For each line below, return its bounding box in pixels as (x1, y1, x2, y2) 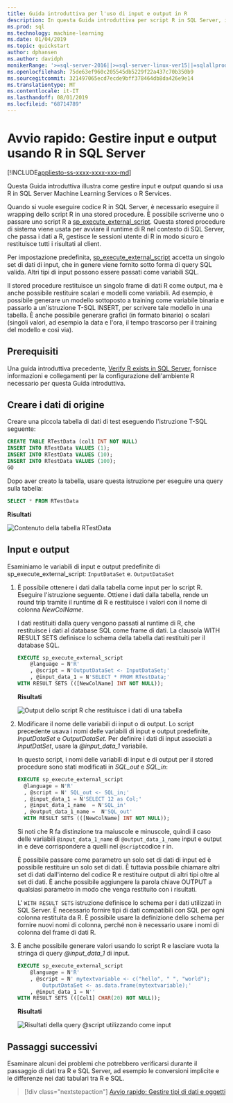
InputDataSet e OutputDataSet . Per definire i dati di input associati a (17, 734, 213, 742)
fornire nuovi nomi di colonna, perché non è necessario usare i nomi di (17, 921, 219, 929)
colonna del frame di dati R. (17, 929, 96, 936)
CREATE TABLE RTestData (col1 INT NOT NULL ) (7, 439, 138, 446)
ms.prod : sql (7, 23, 45, 30)
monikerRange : (7, 62, 49, 69)
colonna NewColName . (17, 605, 84, 614)
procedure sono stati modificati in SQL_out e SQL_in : (17, 762, 169, 771)
